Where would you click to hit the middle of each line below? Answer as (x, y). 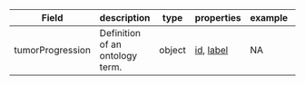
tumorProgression (52, 50)
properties (218, 18)
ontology (118, 56)
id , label (212, 50)
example (269, 18)
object (172, 50)
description (125, 18)
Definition (120, 33)
